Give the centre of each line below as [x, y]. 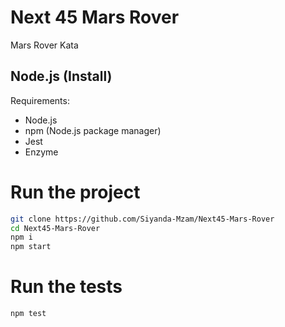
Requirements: [40, 100]
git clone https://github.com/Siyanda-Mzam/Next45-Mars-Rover [142, 219]
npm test [28, 314]
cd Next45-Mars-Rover [55, 228]
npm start [31, 247]
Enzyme [41, 152]
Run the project [75, 192]
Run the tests [66, 287]
